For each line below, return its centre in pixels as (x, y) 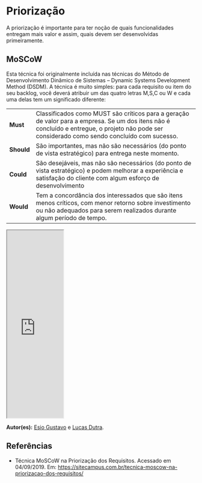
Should (20, 150)
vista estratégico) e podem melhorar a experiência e (109, 171)
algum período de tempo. (71, 217)
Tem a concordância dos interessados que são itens (109, 195)
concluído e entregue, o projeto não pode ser (99, 129)
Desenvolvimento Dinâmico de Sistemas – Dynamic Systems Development (98, 80)
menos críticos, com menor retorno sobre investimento (113, 202)
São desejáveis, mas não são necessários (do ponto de (114, 163)
